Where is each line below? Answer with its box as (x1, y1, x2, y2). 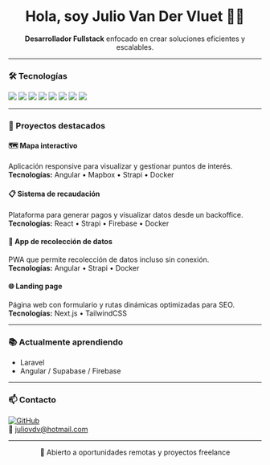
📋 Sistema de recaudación (8, 189, 100, 198)
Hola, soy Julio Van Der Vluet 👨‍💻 (25, 7, 245, 26)
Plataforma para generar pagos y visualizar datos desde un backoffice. (8, 210, 243, 219)
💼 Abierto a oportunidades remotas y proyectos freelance (39, 447, 231, 457)
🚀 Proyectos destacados (8, 120, 106, 132)
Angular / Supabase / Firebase (19, 366, 121, 376)
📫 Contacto (8, 394, 56, 406)
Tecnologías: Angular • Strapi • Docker (8, 263, 140, 272)
